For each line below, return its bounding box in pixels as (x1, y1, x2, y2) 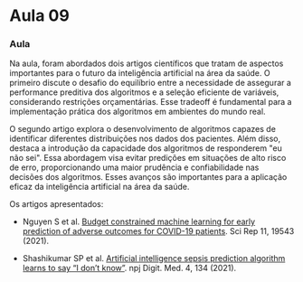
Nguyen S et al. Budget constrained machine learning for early (22, 216, 256, 227)
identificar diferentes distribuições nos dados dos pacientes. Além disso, (9, 133, 281, 145)
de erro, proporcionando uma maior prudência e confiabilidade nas (9, 162, 260, 173)
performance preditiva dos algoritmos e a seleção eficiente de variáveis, (9, 87, 279, 98)
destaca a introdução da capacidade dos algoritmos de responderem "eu (9, 143, 282, 154)
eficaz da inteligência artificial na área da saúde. (9, 182, 190, 193)
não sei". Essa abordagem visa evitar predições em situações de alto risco (9, 153, 287, 164)
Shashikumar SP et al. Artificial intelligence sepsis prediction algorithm (22, 253, 286, 264)
